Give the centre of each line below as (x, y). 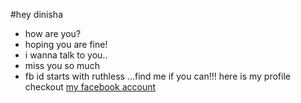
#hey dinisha (36, 14)
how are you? (53, 33)
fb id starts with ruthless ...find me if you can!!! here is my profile (157, 76)
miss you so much (62, 65)
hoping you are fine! (66, 44)
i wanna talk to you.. (66, 55)
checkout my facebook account (90, 87)
